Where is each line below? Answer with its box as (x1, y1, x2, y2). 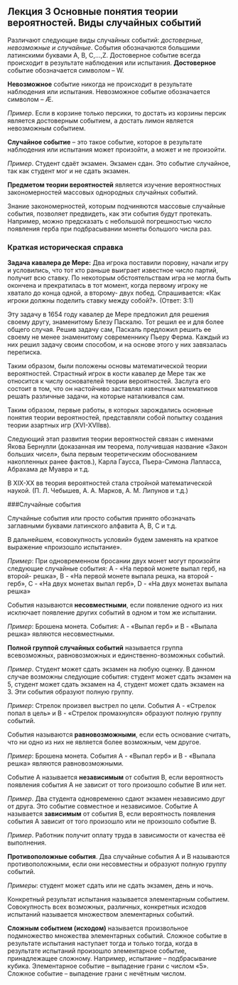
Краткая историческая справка (7, 242, 124, 252)
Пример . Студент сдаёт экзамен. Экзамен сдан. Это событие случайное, (7, 159, 231, 167)
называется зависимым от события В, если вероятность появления (7, 810, 215, 818)
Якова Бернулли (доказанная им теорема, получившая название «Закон (7, 442, 227, 451)
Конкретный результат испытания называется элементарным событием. (7, 895, 229, 904)
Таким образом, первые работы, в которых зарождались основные (7, 406, 213, 415)
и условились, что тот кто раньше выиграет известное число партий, (7, 266, 219, 275)
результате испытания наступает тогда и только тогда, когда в (7, 939, 198, 948)
